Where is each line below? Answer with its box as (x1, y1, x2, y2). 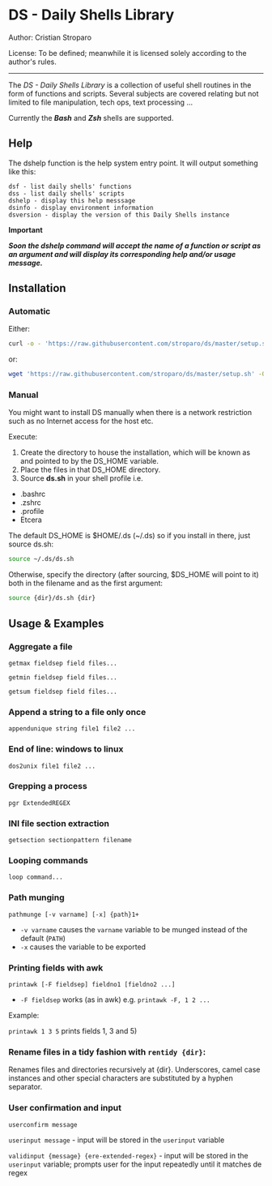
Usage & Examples (8, 616, 104, 630)
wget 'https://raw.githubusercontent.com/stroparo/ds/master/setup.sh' (8, 370, 255, 379)
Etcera (19, 515, 42, 524)
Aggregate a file (8, 640, 73, 652)
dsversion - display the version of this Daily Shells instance (8, 211, 230, 219)
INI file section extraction (8, 817, 110, 828)
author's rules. (8, 57, 57, 66)
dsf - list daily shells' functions (8, 182, 132, 191)
